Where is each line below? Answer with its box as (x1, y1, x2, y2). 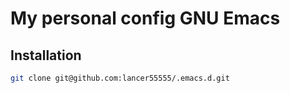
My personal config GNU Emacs (10, 7, 281, 30)
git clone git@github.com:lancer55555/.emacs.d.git (10, 73, 230, 83)
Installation (10, 47, 82, 64)
